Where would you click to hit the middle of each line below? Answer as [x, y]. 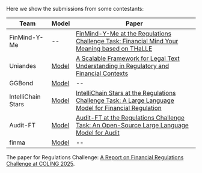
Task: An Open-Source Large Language [133, 125]
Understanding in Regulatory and [123, 66]
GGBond [21, 83]
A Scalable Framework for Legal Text [128, 58]
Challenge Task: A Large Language [125, 100]
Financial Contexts [102, 73]
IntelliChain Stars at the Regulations [126, 93]
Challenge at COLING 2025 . [41, 164]
